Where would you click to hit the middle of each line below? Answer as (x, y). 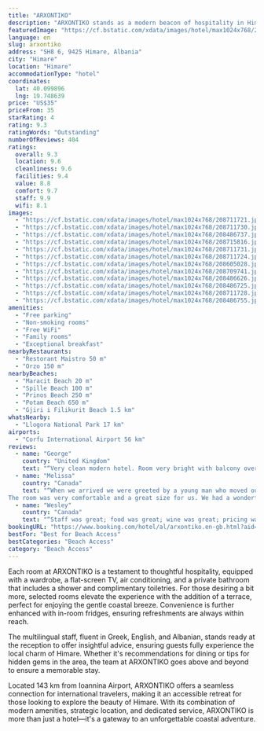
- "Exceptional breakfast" (59, 344)
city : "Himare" (33, 60)
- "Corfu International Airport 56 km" (81, 439)
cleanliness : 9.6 (44, 169)
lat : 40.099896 (40, 88)
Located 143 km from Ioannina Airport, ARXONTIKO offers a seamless (121, 685)
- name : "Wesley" (44, 505)
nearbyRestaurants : (40, 352)
